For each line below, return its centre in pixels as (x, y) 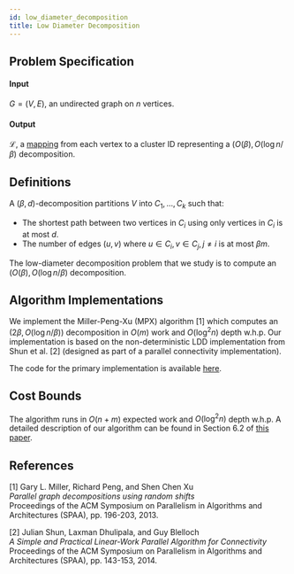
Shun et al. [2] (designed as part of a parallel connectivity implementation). (146, 351)
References (41, 465)
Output (23, 124)
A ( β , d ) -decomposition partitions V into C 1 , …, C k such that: (117, 205)
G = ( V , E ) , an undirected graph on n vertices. (92, 104)
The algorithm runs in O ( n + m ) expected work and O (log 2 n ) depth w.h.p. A (145, 418)
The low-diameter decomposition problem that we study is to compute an (143, 263)
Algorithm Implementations (87, 300)
